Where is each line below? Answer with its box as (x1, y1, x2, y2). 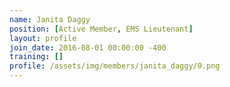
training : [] (9, 52, 64, 62)
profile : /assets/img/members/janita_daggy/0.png (9, 61, 221, 71)
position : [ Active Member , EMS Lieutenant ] (9, 24, 194, 34)
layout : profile (9, 33, 77, 43)
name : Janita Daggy (9, 14, 91, 25)
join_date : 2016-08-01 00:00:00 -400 (9, 42, 167, 53)
